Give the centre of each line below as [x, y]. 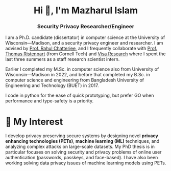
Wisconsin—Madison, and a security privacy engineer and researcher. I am [84, 43]
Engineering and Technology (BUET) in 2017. [52, 85]
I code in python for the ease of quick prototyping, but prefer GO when [80, 95]
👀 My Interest [34, 122]
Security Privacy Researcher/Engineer [86, 27]
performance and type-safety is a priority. [49, 101]
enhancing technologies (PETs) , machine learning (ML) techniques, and [82, 141]
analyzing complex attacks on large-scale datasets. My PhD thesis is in [80, 147]
